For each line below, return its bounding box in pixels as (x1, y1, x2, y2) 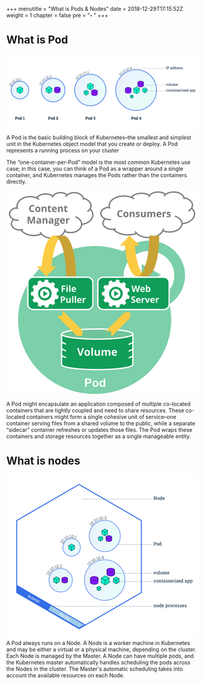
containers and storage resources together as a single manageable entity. (6, 432, 191, 440)
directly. (6, 178, 27, 185)
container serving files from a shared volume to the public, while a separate (6, 420, 196, 427)
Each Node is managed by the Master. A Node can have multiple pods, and (6, 652, 194, 660)
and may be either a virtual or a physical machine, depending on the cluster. (6, 646, 196, 654)
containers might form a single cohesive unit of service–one (26, 413, 176, 420)
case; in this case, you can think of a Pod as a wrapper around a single (6, 164, 184, 172)
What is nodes (6, 454, 81, 468)
